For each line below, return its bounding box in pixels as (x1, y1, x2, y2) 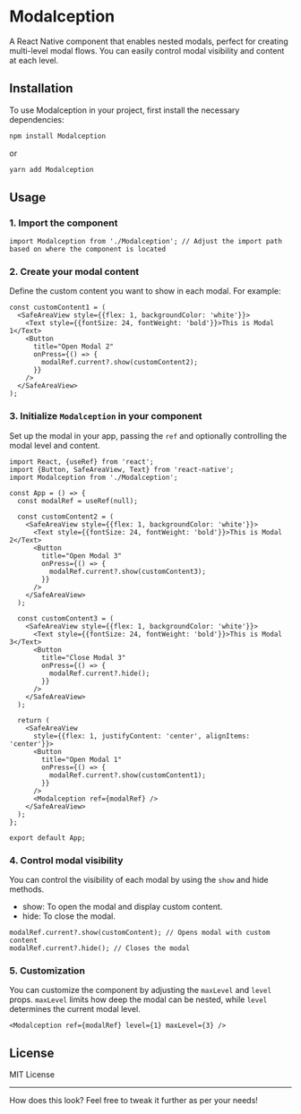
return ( (17, 716, 50, 724)
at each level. (9, 55, 59, 65)
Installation (9, 81, 73, 96)
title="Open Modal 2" (32, 342, 115, 351)
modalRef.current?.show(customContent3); (48, 567, 206, 576)
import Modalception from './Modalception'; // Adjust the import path (9, 237, 282, 246)
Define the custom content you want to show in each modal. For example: (9, 286, 281, 296)
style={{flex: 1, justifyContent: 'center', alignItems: (32, 732, 251, 741)
